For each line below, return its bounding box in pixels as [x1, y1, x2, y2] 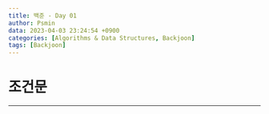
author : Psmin [8, 19, 56, 27]
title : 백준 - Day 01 [8, 11, 78, 20]
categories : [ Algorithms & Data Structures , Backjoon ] [8, 33, 195, 42]
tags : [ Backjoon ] [8, 41, 66, 49]
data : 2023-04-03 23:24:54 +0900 [8, 26, 120, 34]
